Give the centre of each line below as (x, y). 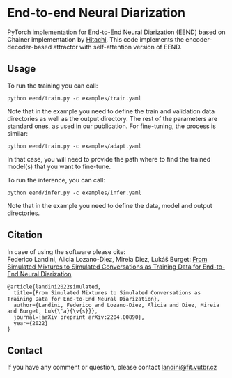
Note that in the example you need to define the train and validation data (111, 111)
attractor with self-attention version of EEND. (118, 47)
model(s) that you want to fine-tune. (59, 166)
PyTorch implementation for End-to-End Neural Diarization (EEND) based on (116, 32)
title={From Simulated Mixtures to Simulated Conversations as (107, 293)
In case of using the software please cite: (67, 251)
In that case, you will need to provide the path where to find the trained (109, 159)
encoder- (199, 39)
